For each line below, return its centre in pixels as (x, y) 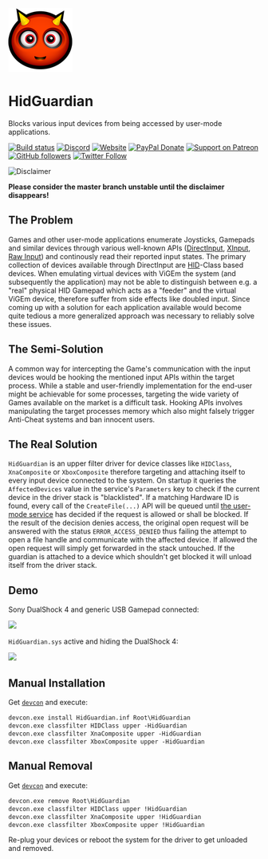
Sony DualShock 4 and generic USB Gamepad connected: (104, 609)
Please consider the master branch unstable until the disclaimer (116, 187)
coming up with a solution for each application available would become (125, 307)
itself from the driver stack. (53, 565)
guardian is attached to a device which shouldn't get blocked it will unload (130, 557)
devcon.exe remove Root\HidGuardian (69, 801)
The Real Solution (53, 444)
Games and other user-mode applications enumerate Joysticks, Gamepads (132, 239)
